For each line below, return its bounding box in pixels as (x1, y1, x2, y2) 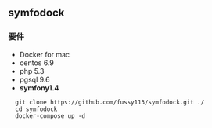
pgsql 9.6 (19, 75, 50, 84)
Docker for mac (19, 49, 70, 59)
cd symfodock (15, 105, 58, 113)
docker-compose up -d (15, 112, 86, 120)
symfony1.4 (19, 82, 59, 93)
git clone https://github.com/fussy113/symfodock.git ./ (15, 98, 205, 106)
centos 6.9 (19, 58, 55, 68)
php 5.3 (19, 66, 45, 75)
